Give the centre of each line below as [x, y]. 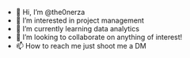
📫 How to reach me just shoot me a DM [81, 46]
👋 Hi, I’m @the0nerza [50, 12]
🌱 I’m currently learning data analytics [78, 29]
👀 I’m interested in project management [80, 20]
